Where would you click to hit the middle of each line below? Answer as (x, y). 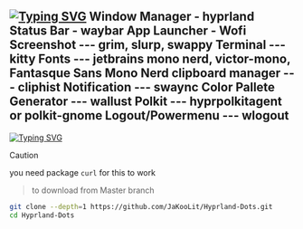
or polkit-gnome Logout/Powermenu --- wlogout (149, 115)
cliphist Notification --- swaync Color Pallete (147, 87)
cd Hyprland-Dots (42, 215)
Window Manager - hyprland (172, 17)
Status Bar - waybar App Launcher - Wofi (128, 31)
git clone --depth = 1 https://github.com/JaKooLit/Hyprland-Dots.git (141, 206)
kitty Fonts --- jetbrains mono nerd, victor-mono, (150, 59)
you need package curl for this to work (83, 172)
